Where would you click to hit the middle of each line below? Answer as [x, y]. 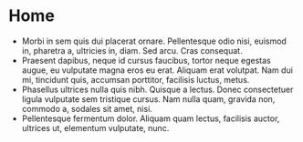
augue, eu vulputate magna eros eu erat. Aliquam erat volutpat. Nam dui [157, 70]
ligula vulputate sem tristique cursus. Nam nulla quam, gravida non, [148, 99]
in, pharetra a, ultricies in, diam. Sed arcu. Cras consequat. [132, 50]
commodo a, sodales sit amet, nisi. [87, 108]
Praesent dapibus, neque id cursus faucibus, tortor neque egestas [146, 60]
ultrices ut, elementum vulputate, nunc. [95, 127]
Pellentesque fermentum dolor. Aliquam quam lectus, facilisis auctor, [151, 118]
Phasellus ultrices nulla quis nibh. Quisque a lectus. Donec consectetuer [157, 89]
